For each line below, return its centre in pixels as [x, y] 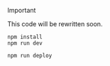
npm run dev [25, 43]
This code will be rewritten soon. [55, 24]
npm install [25, 37]
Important [22, 10]
